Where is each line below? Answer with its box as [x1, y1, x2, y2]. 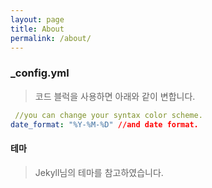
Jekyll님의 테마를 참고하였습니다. [34, 166, 164, 178]
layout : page [10, 14, 65, 25]
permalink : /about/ [10, 33, 92, 43]
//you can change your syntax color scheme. [14, 110, 203, 120]
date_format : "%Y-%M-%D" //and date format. [10, 119, 199, 130]
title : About [10, 24, 65, 34]
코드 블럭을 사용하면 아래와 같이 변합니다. [34, 90, 196, 102]
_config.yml [10, 66, 70, 80]
